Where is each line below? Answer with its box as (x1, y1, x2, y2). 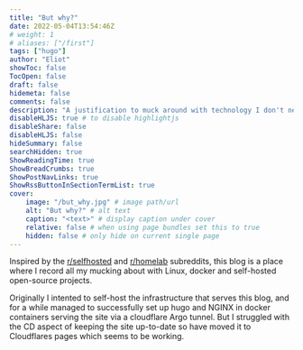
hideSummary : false (9, 139, 83, 148)
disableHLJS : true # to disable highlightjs (9, 114, 179, 123)
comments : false (9, 97, 70, 106)
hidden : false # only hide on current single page (25, 231, 220, 240)
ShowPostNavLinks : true (9, 172, 99, 181)
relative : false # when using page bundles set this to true (25, 223, 260, 232)
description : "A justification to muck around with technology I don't (9, 106, 284, 115)
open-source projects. (9, 275, 93, 286)
